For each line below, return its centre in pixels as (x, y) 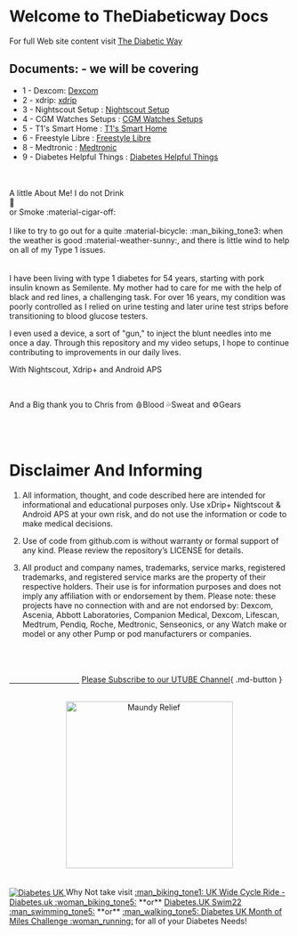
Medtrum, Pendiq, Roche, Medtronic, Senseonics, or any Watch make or (154, 624)
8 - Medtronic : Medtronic (69, 147)
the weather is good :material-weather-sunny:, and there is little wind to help (149, 240)
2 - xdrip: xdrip (49, 100)
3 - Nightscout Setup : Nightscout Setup (96, 110)
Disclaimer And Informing (106, 470)
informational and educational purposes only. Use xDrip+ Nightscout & (152, 504)
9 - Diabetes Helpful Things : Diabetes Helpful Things (120, 157)
